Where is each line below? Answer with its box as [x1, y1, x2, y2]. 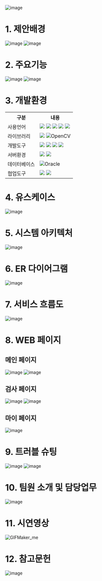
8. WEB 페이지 [5, 334, 62, 346]
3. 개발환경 [5, 95, 47, 106]
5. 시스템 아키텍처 [5, 227, 73, 238]
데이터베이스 [7, 160, 35, 167]
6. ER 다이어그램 [5, 263, 68, 274]
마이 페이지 [5, 414, 37, 422]
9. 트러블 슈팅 [5, 446, 57, 458]
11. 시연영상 [5, 518, 49, 529]
